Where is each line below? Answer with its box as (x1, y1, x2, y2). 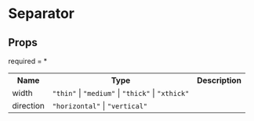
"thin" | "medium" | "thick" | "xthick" (52, 87, 190, 98)
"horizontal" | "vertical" (52, 101, 148, 111)
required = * (8, 56, 48, 66)
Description (197, 75, 241, 86)
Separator (8, 5, 75, 23)
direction (12, 101, 45, 111)
